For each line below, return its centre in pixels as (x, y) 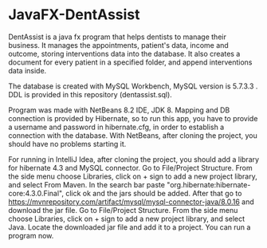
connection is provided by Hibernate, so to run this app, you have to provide (133, 118)
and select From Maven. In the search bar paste (87, 184)
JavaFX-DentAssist (75, 15)
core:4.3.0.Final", (36, 193)
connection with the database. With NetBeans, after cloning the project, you (133, 135)
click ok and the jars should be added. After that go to (153, 193)
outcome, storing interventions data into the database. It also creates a (124, 53)
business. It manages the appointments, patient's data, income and (118, 45)
